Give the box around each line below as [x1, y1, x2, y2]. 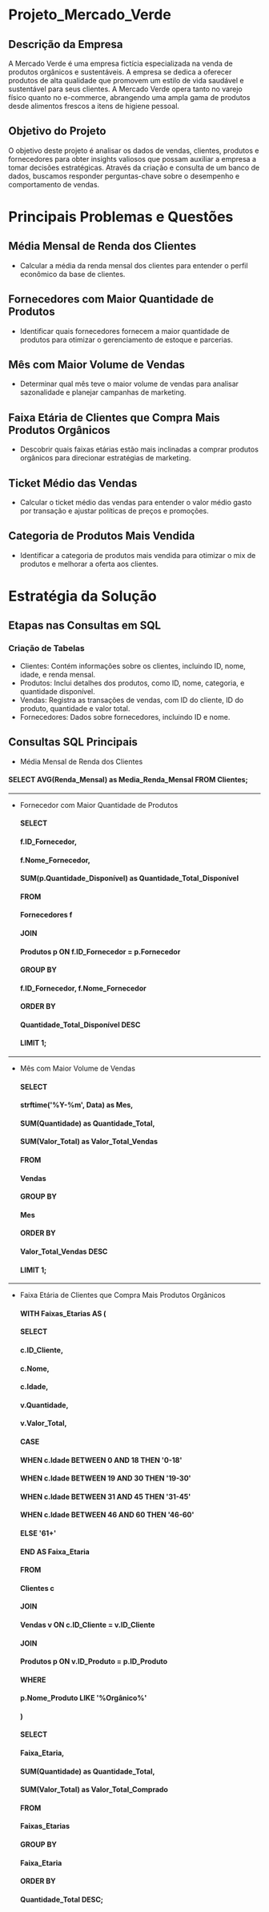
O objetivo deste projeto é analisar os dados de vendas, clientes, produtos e [8, 146, 259, 155]
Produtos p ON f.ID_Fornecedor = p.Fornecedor [19, 946, 181, 956]
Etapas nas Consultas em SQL [8, 619, 162, 633]
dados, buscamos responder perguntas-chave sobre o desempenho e [8, 171, 240, 181]
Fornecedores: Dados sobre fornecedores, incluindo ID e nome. [19, 712, 231, 721]
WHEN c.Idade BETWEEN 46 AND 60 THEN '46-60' [19, 1510, 195, 1520]
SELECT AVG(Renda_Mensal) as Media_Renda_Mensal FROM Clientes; [8, 775, 248, 785]
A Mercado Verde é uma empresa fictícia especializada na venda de [8, 58, 234, 68]
